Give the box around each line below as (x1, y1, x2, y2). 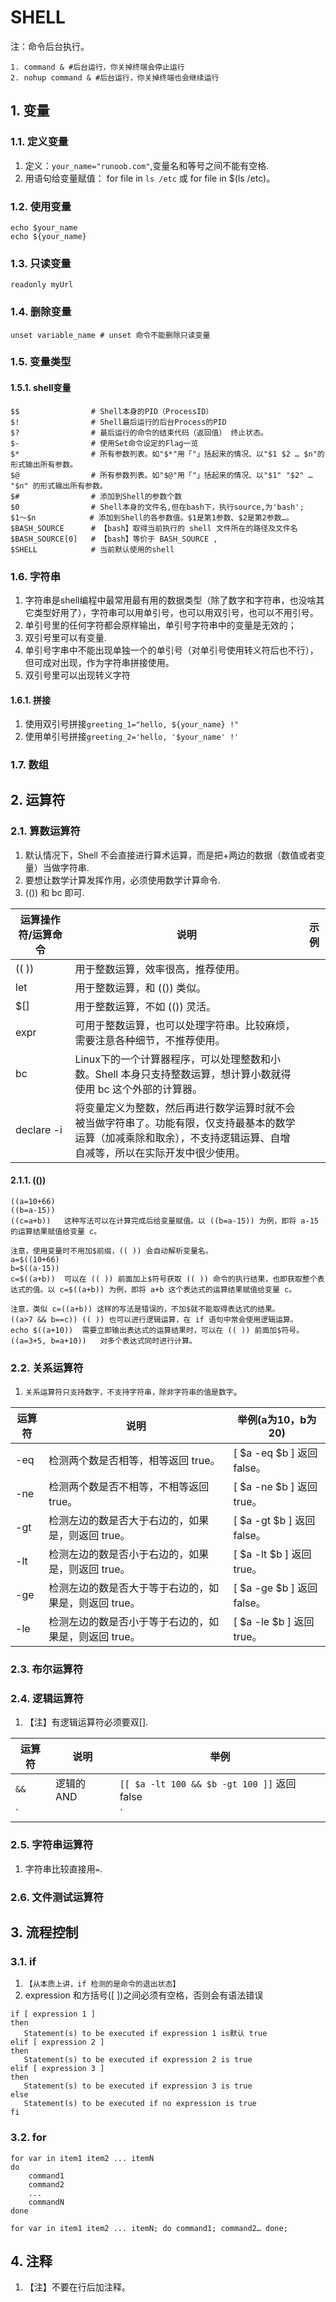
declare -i (15, 1122, 63, 1136)
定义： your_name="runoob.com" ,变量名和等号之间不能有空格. (24, 159, 270, 171)
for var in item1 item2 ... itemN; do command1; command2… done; (10, 2223, 288, 2233)
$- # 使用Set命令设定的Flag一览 (10, 438, 199, 448)
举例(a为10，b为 (237, 1413, 317, 1427)
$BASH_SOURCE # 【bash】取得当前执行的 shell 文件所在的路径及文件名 (10, 523, 298, 533)
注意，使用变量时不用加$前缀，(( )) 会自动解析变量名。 (10, 1246, 213, 1256)
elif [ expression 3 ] (10, 2064, 105, 2074)
